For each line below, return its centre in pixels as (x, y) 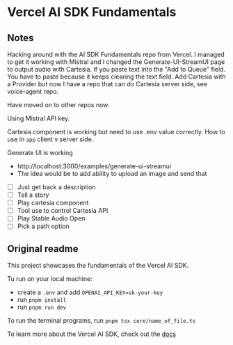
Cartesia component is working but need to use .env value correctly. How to (116, 132)
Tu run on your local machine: (50, 279)
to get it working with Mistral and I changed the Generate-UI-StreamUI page (116, 62)
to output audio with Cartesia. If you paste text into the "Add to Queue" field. (116, 69)
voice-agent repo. (33, 91)
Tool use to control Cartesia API (63, 211)
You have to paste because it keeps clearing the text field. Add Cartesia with (116, 77)
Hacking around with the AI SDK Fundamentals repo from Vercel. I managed (116, 54)
